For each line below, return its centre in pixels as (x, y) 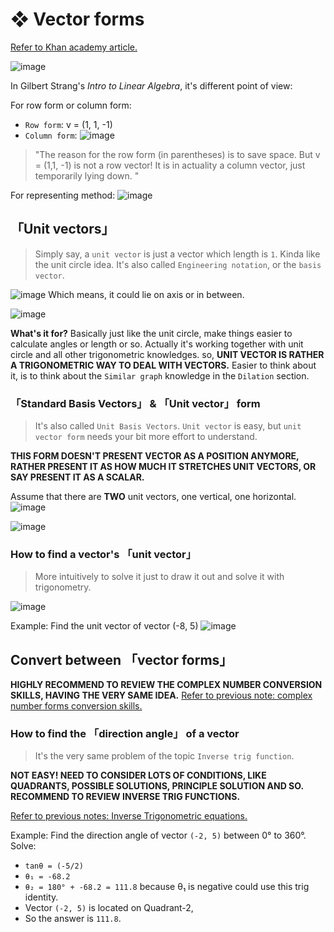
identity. (41, 897)
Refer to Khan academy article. (74, 47)
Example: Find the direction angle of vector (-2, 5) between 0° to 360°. (158, 835)
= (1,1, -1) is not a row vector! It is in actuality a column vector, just (170, 165)
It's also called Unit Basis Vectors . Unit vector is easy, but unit (168, 426)
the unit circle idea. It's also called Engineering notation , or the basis (178, 264)
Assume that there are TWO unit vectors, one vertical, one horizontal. (153, 497)
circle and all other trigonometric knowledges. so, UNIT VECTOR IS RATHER (167, 354)
